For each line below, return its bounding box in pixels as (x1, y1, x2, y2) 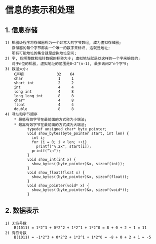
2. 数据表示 (5, 206, 39, 215)
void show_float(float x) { (27, 170, 85, 175)
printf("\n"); (31, 148, 61, 153)
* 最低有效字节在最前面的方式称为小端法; (14, 117, 87, 122)
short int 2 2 (14, 80, 74, 85)
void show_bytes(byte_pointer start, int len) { (27, 131, 129, 136)
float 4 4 (14, 102, 74, 107)
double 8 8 (14, 107, 74, 112)
